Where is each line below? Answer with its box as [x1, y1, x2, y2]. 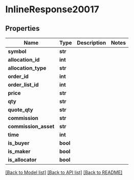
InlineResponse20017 [5, 4, 100, 15]
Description [76, 39, 106, 46]
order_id [8, 73, 29, 80]
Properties [5, 24, 40, 33]
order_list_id [8, 81, 39, 88]
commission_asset [8, 123, 55, 130]
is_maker [8, 148, 31, 155]
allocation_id [8, 56, 40, 63]
